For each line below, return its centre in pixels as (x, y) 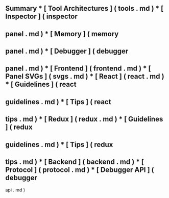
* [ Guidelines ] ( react (41, 84)
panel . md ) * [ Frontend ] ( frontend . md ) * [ (78, 69)
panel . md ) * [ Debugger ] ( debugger (67, 51)
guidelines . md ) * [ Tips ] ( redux (59, 144)
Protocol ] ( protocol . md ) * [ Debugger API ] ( (80, 170)
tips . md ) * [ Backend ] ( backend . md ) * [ (75, 162)
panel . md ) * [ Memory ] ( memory (62, 34)
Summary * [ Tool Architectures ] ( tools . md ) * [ (84, 8)
